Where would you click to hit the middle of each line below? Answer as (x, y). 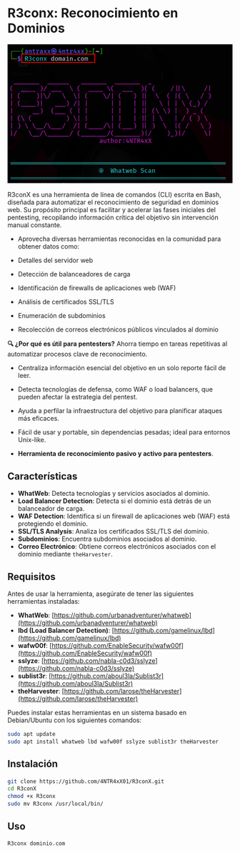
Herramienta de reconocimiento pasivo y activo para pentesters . (116, 454)
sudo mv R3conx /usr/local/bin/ (55, 804)
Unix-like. (32, 440)
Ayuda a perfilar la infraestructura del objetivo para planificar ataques (120, 411)
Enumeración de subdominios (61, 316)
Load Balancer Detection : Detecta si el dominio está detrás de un (114, 501)
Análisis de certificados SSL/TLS (66, 302)
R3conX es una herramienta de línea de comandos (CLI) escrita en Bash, (114, 195)
